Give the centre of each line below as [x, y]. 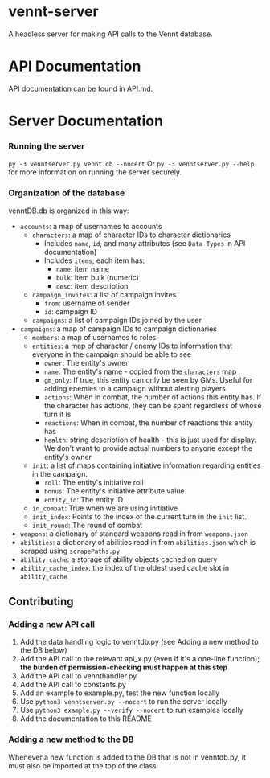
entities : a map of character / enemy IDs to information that [132, 346]
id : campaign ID [71, 311]
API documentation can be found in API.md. [81, 88]
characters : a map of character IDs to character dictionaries [131, 235]
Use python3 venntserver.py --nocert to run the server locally [123, 702]
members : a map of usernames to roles [94, 337]
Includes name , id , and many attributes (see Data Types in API [145, 243]
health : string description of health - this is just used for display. [150, 440]
